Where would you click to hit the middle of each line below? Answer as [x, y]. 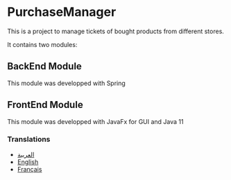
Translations [29, 139]
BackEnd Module [44, 66]
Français [29, 169]
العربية [26, 154]
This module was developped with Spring [67, 83]
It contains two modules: [42, 44]
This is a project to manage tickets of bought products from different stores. [115, 31]
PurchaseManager [62, 12]
